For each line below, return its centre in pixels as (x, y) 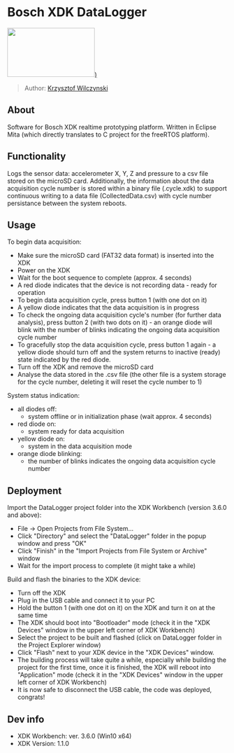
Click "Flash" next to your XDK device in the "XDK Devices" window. (116, 653)
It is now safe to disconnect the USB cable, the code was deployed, (115, 690)
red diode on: (37, 424)
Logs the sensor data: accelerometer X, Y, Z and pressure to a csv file (108, 173)
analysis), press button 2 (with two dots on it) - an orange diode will (115, 322)
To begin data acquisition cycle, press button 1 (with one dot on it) (112, 300)
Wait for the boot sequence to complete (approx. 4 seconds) (104, 278)
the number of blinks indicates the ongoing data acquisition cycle (122, 461)
